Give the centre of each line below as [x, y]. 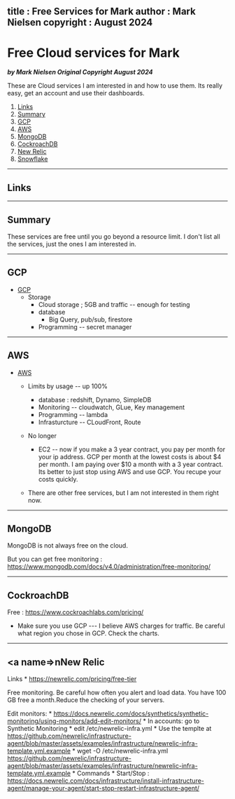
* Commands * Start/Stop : [111, 773]
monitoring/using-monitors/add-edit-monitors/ [74, 721]
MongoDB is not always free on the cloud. [67, 546]
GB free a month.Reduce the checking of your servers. [86, 700]
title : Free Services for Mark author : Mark [101, 12]
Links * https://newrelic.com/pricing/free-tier [72, 679]
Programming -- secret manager [85, 326]
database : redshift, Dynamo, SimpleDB [95, 399]
